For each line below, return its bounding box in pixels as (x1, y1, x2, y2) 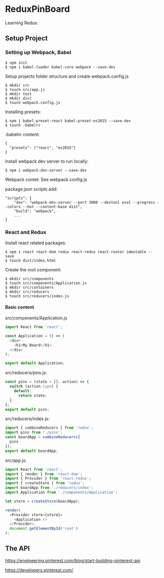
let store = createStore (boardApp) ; (5, 498, 80, 504)
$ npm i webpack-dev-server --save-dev (5, 168, 87, 173)
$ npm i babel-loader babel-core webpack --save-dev (5, 64, 116, 70)
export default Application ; (5, 361, 65, 366)
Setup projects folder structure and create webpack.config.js (5, 73, 129, 79)
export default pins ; (5, 407, 50, 412)
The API (5, 544, 30, 553)
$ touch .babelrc (5, 123, 41, 128)
